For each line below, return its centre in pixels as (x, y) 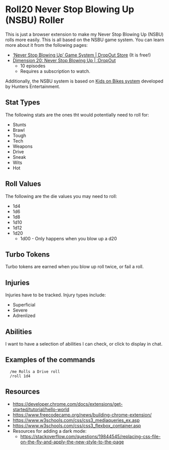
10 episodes (33, 66)
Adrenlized (24, 316)
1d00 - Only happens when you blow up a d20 (69, 238)
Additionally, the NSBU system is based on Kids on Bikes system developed (84, 81)
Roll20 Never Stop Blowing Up (70, 9)
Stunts (19, 124)
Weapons (23, 146)
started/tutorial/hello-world (41, 409)
